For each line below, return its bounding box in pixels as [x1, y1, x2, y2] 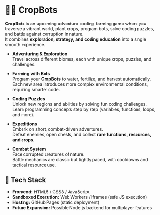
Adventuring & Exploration [12, 51, 68, 57]
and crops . [12, 137, 35, 143]
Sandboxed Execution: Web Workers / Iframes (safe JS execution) [12, 194, 147, 200]
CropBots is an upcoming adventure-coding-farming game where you [5, 21, 147, 26]
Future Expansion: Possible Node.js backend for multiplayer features [12, 204, 152, 210]
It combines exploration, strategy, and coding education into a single [5, 36, 147, 42]
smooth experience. [5, 41, 46, 47]
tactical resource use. [12, 162, 56, 167]
